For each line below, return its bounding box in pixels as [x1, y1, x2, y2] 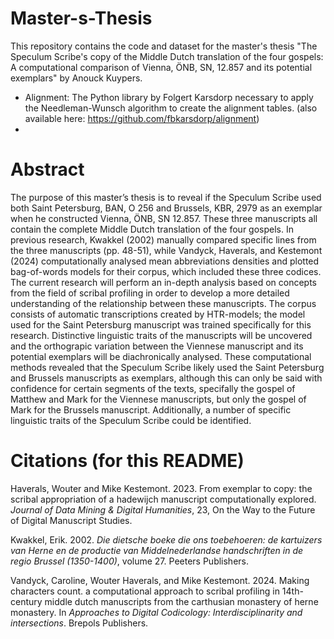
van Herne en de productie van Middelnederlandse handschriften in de [10, 544, 304, 556]
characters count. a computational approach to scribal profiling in [10, 585, 280, 597]
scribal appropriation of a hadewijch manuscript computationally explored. [10, 493, 317, 505]
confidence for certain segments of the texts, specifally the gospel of [10, 382, 296, 394]
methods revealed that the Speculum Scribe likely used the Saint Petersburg [10, 361, 325, 373]
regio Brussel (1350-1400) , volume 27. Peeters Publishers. [10, 555, 250, 567]
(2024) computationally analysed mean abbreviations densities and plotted [10, 255, 320, 267]
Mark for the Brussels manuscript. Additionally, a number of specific [10, 403, 292, 416]
